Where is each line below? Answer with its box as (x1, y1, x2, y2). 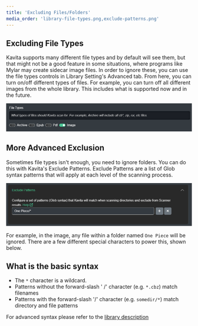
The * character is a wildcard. (14, 277, 87, 284)
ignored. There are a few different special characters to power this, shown (6, 238, 186, 245)
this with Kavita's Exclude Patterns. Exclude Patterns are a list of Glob (6, 165, 175, 172)
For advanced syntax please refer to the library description (6, 314, 149, 321)
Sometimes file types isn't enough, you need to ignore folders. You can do (6, 158, 187, 165)
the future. (6, 92, 32, 99)
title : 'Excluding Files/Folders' (6, 9, 91, 15)
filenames (14, 289, 39, 296)
